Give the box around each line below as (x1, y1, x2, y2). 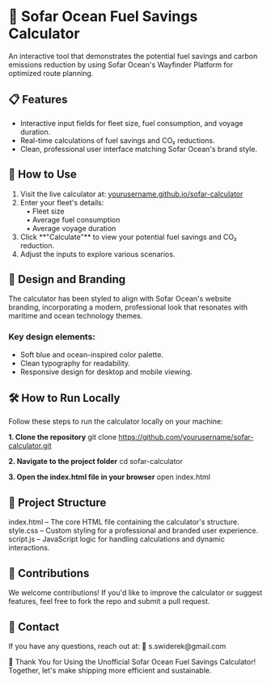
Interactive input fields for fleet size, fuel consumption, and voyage (19, 118, 244, 128)
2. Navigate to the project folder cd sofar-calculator (8, 457, 184, 466)
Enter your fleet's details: (19, 197, 104, 207)
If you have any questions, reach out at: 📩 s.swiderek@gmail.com (8, 641, 227, 651)
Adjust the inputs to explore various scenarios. (19, 249, 176, 259)
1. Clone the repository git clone (8, 432, 117, 442)
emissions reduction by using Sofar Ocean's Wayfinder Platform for (8, 60, 233, 70)
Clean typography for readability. (19, 358, 131, 368)
